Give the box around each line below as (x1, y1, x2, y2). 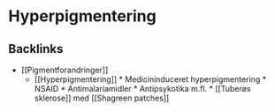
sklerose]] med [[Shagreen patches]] (34, 93, 170, 103)
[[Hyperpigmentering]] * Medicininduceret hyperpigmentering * (34, 74, 267, 85)
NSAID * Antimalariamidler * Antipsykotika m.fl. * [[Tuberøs (34, 84, 251, 93)
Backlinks (8, 41, 64, 56)
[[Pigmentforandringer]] (20, 64, 109, 75)
